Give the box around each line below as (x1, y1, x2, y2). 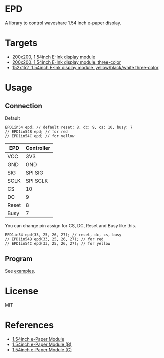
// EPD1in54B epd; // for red (5, 129, 68, 134)
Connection (5, 102, 42, 110)
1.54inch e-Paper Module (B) (12, 341, 72, 347)
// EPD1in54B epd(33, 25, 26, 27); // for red (5, 236, 104, 242)
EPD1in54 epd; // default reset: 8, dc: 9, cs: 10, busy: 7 (5, 125, 133, 130)
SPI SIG (25, 169, 43, 176)
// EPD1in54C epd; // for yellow (5, 133, 75, 138)
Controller (25, 144, 51, 151)
